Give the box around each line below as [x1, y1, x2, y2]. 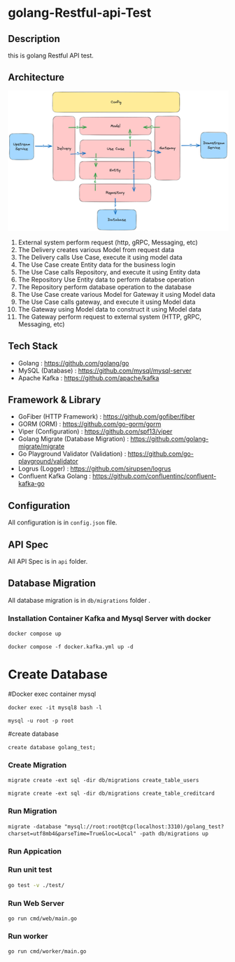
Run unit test [8, 865, 52, 874]
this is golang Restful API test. [8, 51, 94, 60]
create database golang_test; [8, 744, 97, 751]
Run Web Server [8, 898, 65, 908]
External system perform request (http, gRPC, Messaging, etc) [17, 238, 198, 246]
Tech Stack [8, 340, 58, 352]
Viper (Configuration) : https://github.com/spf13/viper [17, 427, 173, 435]
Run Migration [8, 807, 57, 816]
